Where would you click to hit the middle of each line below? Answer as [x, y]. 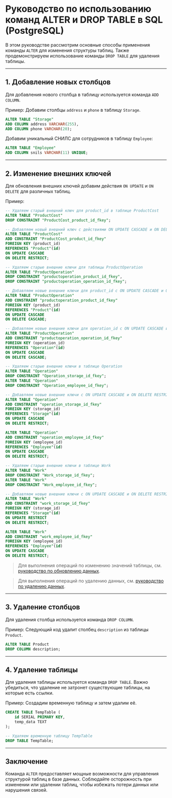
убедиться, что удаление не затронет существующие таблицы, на [78, 688]
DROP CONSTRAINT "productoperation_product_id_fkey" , [64, 277]
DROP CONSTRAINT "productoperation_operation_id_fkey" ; [66, 282]
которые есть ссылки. [29, 693]
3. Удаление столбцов [43, 607]
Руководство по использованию [78, 9]
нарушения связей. [26, 790]
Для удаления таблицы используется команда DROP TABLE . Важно [77, 682]
